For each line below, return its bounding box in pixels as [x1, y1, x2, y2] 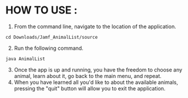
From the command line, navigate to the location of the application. [14, 23, 177, 30]
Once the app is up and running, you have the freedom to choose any [14, 66, 183, 73]
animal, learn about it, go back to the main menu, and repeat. [14, 72, 162, 79]
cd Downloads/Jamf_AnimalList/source [5, 34, 98, 40]
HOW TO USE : [5, 4, 78, 17]
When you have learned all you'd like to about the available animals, [14, 79, 179, 86]
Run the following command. [14, 45, 83, 52]
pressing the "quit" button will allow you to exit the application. [14, 85, 166, 92]
